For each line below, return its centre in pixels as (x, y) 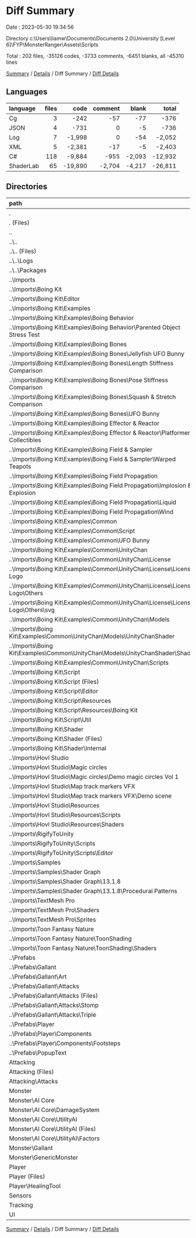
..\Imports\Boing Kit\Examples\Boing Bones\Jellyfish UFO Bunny (97, 354)
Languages (27, 92)
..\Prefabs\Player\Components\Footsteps (65, 1043)
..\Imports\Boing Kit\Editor (45, 299)
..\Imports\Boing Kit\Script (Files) (54, 682)
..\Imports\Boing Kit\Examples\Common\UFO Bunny (79, 540)
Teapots (20, 466)
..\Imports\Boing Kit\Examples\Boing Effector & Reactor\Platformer (100, 433)
